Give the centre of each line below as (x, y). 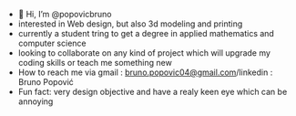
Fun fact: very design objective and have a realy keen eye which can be (153, 92)
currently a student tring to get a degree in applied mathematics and (146, 33)
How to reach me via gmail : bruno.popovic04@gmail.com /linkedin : (145, 72)
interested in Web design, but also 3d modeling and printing (130, 24)
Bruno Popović (46, 82)
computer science (52, 43)
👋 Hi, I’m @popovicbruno (65, 14)
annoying (36, 101)
